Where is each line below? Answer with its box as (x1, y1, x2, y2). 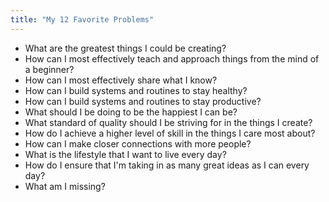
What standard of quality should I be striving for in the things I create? (24, 116, 313, 128)
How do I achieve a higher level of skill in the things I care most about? (24, 127, 316, 139)
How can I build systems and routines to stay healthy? (24, 84, 248, 96)
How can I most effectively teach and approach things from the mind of (24, 52, 320, 65)
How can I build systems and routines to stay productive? (24, 95, 262, 107)
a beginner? (24, 63, 75, 75)
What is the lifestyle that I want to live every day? (24, 148, 227, 160)
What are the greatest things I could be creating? (24, 42, 227, 54)
